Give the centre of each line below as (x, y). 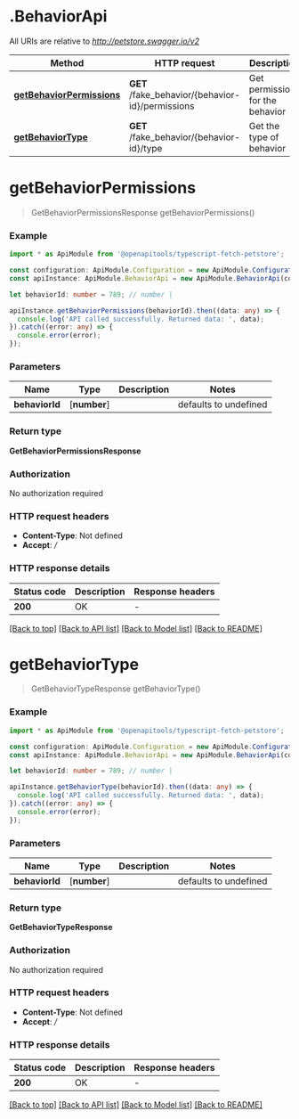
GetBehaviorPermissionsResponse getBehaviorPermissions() (143, 212)
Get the (264, 126)
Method (67, 62)
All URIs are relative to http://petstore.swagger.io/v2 (105, 41)
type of (264, 137)
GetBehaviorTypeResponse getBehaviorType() (116, 689)
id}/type (145, 148)
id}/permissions (162, 106)
